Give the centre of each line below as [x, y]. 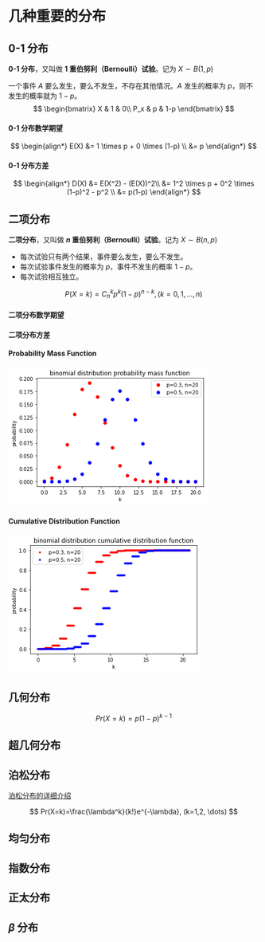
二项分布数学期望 [36, 315]
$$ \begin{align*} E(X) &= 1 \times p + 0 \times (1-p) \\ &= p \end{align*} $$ [134, 146]
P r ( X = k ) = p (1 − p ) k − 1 [134, 718]
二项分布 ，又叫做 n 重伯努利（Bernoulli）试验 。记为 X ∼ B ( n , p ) [113, 240]
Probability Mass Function [53, 353]
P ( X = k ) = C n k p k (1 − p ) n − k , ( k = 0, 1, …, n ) [134, 294]
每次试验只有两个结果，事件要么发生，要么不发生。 [103, 257]
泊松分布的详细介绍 [40, 795]
